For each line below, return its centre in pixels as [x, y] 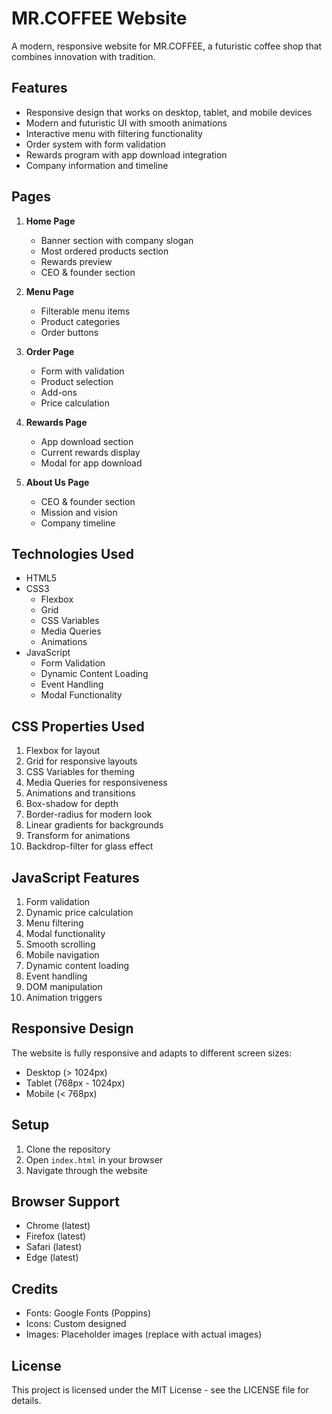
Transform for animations [78, 836]
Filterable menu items [85, 311]
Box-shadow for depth [72, 804]
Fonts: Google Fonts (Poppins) [88, 1313]
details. [26, 1401]
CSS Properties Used [78, 726]
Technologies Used [72, 553]
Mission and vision [79, 512]
